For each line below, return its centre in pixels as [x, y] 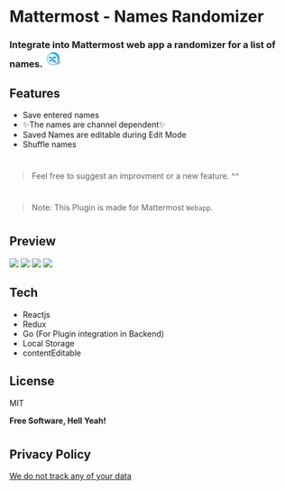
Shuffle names [49, 144]
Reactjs [37, 314]
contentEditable [51, 353]
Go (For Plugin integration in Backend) [93, 333]
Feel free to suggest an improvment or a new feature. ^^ [135, 176]
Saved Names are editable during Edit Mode [104, 134]
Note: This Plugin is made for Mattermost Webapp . [122, 208]
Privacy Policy [51, 454]
